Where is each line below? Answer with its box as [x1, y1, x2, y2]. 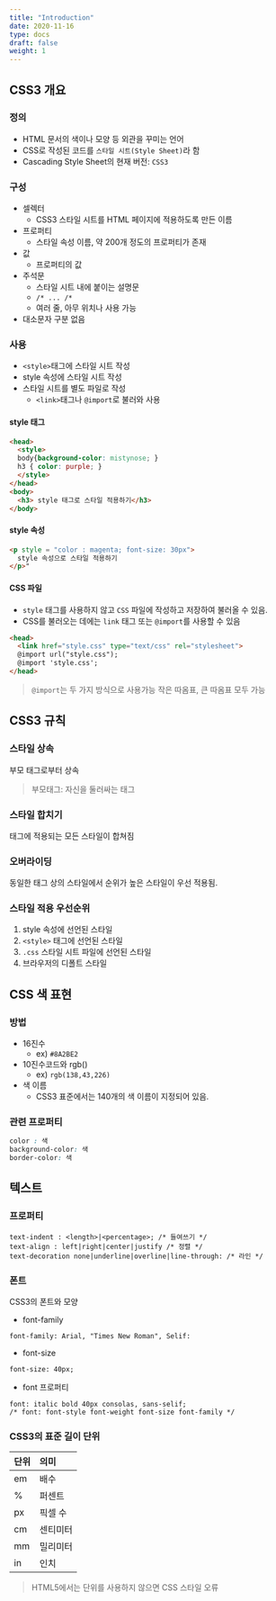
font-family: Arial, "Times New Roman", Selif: [9, 1332, 191, 1341]
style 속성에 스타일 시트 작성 [22, 372, 123, 382]
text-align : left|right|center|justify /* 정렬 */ [9, 1242, 204, 1251]
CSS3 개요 [9, 82, 67, 97]
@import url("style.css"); [17, 650, 119, 660]
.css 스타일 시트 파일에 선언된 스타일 [22, 947, 152, 958]
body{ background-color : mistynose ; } [17, 454, 159, 463]
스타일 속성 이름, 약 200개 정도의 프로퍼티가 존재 [35, 237, 207, 247]
